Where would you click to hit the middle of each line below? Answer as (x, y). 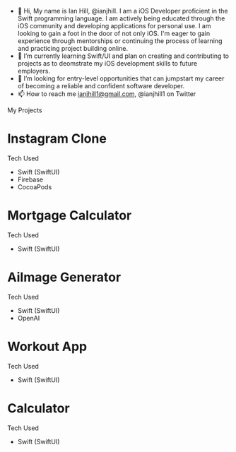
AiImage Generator (64, 277)
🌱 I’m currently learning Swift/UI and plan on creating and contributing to (123, 56)
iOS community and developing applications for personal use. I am (114, 26)
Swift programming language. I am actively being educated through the (121, 18)
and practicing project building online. (73, 48)
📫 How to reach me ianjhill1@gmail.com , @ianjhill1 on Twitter (107, 94)
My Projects (25, 110)
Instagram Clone (57, 139)
